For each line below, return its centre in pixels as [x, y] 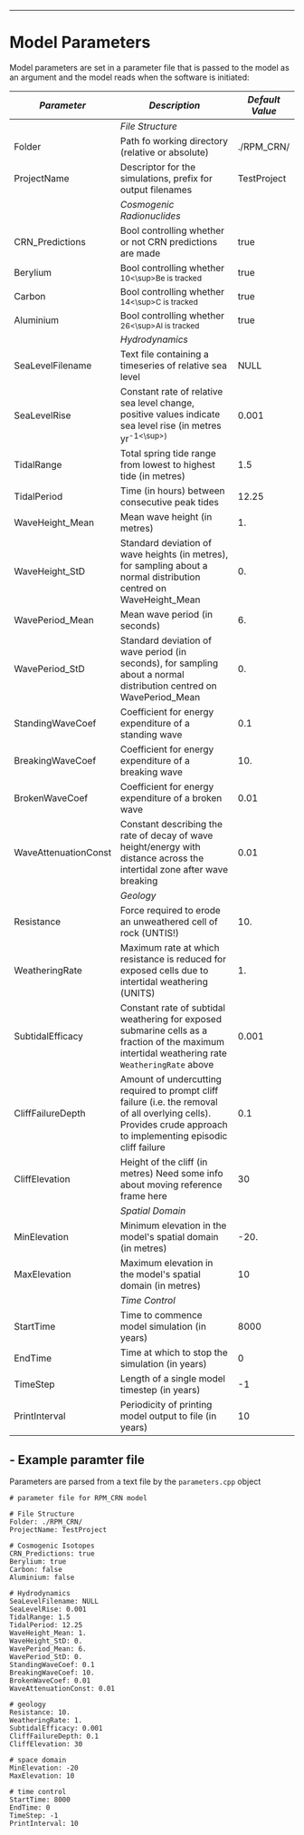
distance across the [162, 858]
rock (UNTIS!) [150, 933]
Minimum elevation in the [174, 1225]
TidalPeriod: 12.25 [46, 1625]
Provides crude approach [174, 1125]
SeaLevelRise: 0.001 [48, 1610]
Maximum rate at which [170, 948]
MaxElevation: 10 [42, 1776]
